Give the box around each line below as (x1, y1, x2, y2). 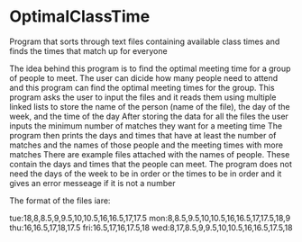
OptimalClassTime (9, 6, 151, 27)
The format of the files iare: (9, 195, 111, 206)
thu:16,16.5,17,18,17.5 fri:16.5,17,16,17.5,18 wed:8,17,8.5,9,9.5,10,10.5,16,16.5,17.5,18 (9, 222, 293, 233)
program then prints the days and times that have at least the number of (9, 130, 277, 140)
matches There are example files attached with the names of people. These (9, 148, 290, 159)
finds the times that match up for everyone (9, 45, 169, 56)
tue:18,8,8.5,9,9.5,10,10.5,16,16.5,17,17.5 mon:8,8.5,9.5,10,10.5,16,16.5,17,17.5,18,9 (9, 212, 291, 223)
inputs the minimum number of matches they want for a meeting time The (9, 120, 282, 131)
